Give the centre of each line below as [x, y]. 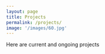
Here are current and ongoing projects [53, 45]
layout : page [22, 11]
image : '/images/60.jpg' [37, 28]
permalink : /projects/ [34, 22]
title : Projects [26, 17]
